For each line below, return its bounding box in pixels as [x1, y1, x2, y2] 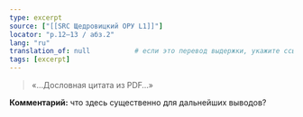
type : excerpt [9, 13, 63, 22]
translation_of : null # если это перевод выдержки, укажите [9, 47, 280, 56]
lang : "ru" [9, 38, 50, 48]
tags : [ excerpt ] [9, 55, 70, 64]
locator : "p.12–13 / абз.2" [9, 30, 115, 39]
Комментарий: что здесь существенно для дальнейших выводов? [9, 97, 267, 108]
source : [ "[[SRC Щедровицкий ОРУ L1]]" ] [9, 22, 164, 31]
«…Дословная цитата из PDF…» [31, 80, 153, 90]
